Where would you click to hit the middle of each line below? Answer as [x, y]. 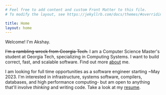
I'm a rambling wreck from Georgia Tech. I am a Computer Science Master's [83, 51]
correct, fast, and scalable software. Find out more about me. [67, 62]
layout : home [19, 28]
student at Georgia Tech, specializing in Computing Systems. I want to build [82, 57]
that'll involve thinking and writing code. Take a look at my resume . [73, 88]
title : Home [17, 23]
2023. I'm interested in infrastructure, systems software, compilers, [74, 77]
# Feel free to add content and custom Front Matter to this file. [76, 10]
